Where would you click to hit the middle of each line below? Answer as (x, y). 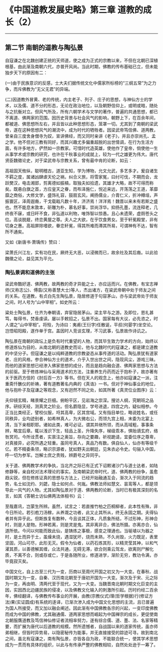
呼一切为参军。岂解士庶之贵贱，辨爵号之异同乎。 (54, 455)
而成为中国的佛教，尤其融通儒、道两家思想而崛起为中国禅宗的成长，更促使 (79, 614)
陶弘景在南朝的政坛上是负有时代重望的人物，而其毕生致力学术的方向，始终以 (81, 341)
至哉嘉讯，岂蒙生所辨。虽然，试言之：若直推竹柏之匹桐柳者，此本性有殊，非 (81, 506)
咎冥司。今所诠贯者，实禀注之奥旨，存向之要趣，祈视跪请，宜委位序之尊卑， (81, 437)
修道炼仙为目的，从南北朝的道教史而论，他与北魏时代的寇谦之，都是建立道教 (81, 347)
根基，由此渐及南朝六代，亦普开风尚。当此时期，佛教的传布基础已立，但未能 (81, 66)
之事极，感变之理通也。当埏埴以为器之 (115, 531)
